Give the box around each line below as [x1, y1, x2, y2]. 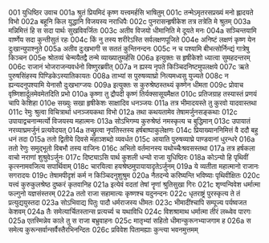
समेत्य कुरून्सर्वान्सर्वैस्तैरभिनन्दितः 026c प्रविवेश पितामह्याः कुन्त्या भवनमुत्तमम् [8, 225, 198, 234]
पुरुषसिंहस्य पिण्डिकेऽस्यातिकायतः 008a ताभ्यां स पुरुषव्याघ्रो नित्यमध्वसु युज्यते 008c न [8, 71, 229, 80]
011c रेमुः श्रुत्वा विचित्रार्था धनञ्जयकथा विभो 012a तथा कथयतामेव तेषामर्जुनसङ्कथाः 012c [8, 107, 238, 117]
